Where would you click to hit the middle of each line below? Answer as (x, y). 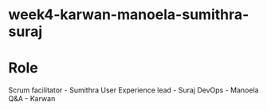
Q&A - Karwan (32, 99)
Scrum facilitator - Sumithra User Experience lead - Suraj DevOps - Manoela (133, 90)
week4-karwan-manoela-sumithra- (129, 15)
